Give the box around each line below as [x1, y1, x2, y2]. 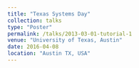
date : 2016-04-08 [7, 43, 59, 50]
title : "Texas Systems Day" [7, 10, 91, 18]
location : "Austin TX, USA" [7, 50, 91, 57]
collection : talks [7, 17, 62, 24]
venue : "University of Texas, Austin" [7, 37, 123, 44]
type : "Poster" [7, 23, 53, 30]
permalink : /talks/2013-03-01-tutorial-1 [7, 30, 133, 38]
